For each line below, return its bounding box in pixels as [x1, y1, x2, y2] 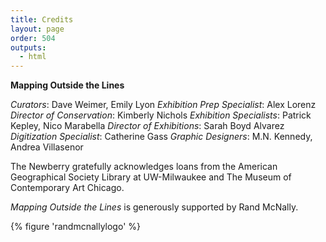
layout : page [10, 24, 65, 34]
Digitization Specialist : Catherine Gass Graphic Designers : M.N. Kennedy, [10, 131, 313, 143]
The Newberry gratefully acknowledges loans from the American [10, 161, 278, 173]
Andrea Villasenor [10, 141, 84, 153]
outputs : [10, 42, 47, 53]
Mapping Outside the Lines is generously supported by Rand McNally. [10, 201, 299, 213]
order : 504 [10, 33, 56, 43]
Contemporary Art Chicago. [10, 182, 125, 194]
